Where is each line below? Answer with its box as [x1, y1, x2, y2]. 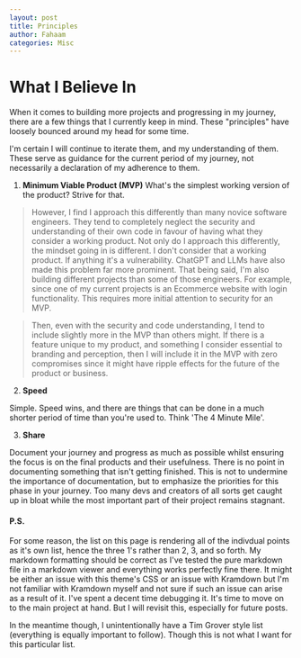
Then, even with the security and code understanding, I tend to [31, 320, 265, 331]
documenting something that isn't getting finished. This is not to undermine [9, 466, 288, 477]
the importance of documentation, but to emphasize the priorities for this [9, 476, 279, 487]
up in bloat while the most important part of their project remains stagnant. [9, 495, 286, 506]
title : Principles [9, 22, 78, 31]
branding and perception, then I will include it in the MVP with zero [31, 348, 279, 360]
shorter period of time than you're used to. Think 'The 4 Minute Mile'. [9, 412, 265, 423]
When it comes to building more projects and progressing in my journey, [9, 107, 277, 118]
